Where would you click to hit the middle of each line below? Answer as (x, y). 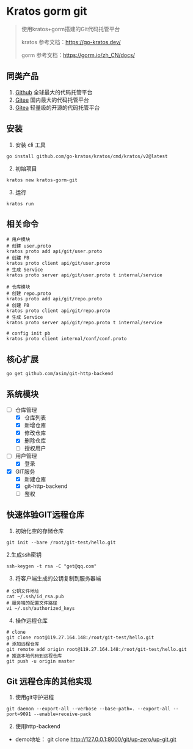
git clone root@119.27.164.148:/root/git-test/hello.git (80, 637)
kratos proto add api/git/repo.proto (54, 299)
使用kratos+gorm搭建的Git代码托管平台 (71, 29)
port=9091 (19, 714)
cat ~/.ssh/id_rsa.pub (35, 596)
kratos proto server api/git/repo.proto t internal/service (85, 323)
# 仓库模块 (18, 287)
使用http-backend (38, 726)
